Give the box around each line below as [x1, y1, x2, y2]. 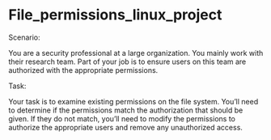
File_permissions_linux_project [8, 6, 222, 24]
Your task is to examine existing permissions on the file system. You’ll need [8, 96, 259, 106]
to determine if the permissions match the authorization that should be [8, 105, 243, 115]
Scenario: [8, 32, 40, 42]
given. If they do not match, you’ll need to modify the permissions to [8, 113, 236, 123]
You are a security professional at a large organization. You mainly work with [8, 48, 264, 57]
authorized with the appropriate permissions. [8, 65, 159, 74]
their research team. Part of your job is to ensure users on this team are [8, 57, 247, 66]
